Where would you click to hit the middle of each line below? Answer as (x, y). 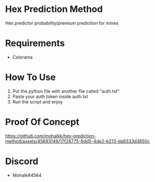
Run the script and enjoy (37, 101)
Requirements (35, 43)
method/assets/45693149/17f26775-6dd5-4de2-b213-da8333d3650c (77, 141)
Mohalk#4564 (27, 175)
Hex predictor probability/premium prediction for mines (62, 23)
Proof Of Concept (42, 122)
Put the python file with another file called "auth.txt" (66, 91)
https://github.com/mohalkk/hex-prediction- (51, 135)
